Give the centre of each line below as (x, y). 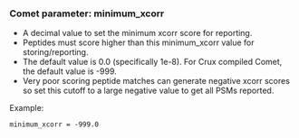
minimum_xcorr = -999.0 (54, 124)
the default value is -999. (70, 71)
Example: (27, 108)
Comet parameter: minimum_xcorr (87, 14)
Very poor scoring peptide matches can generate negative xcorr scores (156, 81)
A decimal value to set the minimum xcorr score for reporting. (137, 33)
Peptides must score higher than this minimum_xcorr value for (138, 42)
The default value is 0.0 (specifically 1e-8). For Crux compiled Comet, (152, 62)
